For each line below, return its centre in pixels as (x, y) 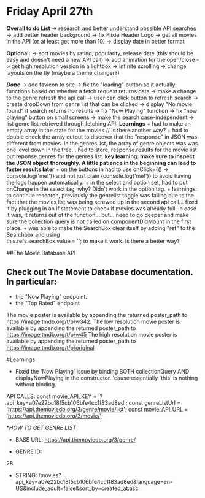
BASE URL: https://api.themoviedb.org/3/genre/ (75, 439)
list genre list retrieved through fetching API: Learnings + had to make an (99, 123)
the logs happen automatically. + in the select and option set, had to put (97, 182)
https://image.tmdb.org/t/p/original (50, 347)
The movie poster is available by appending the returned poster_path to (97, 315)
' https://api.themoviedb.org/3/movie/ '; (55, 416)
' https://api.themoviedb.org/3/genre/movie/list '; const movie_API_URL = (97, 409)
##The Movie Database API (41, 253)
